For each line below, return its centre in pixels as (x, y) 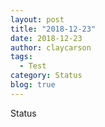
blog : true (33, 85)
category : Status (46, 76)
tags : (21, 57)
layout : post (37, 19)
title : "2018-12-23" (53, 29)
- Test (33, 66)
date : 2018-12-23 (46, 38)
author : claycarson (51, 47)
